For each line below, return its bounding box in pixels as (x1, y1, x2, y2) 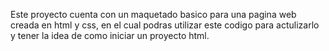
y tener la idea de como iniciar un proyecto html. (10, 30, 210, 41)
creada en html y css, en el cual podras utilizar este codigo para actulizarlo (10, 19, 320, 31)
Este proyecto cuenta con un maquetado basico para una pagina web (10, 9, 297, 20)
